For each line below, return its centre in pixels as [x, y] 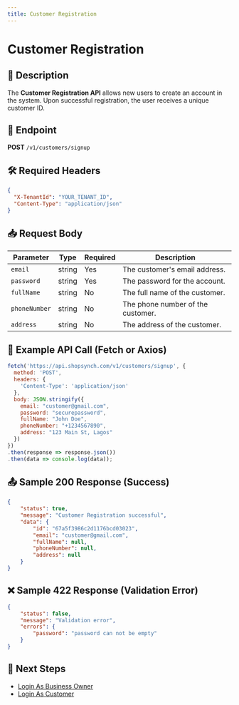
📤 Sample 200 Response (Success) [89, 482]
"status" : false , [46, 614]
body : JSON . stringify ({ [49, 399]
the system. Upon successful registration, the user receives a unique [108, 100]
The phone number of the [165, 304]
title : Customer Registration [52, 14]
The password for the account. [174, 281]
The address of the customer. [172, 324]
